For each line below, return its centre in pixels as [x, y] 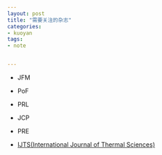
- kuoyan [20, 33]
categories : [24, 26]
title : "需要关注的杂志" [39, 20]
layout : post [26, 13]
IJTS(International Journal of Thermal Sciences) [86, 145]
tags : [15, 39]
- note [17, 46]
